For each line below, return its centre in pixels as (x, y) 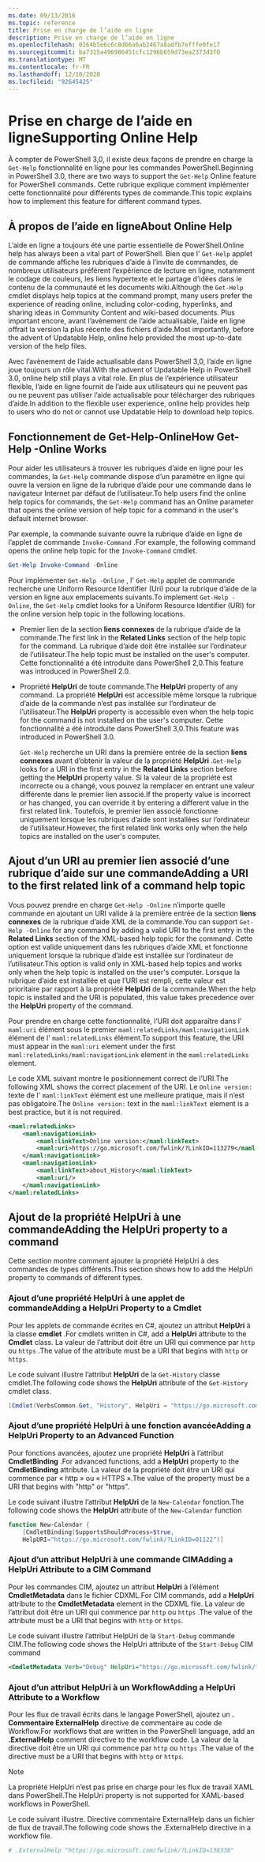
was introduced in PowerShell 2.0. (75, 671)
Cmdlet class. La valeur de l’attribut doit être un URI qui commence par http (132, 1342)
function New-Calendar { (49, 1524)
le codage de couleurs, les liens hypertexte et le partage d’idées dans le (125, 279)
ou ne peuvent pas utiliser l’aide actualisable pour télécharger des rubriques (132, 395)
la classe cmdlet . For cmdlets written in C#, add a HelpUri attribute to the (127, 1334)
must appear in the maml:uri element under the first (92, 1046)
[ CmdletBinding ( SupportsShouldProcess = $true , (99, 1532)
